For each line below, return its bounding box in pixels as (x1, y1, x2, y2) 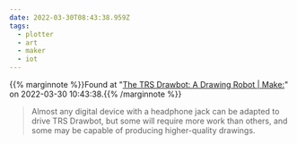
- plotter (17, 30, 54, 38)
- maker (17, 47, 47, 55)
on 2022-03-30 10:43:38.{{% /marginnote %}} (9, 89, 182, 99)
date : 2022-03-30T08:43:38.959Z (9, 13, 130, 22)
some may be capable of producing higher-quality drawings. (31, 125, 256, 135)
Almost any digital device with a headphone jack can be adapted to (31, 106, 280, 116)
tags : (9, 21, 30, 30)
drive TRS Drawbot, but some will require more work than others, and (31, 115, 288, 126)
